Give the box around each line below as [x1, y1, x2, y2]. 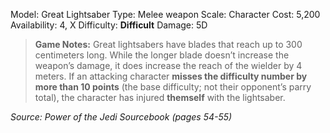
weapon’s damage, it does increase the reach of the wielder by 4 [34, 60, 303, 71]
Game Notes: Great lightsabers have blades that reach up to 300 [34, 39, 303, 50]
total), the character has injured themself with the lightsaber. [34, 92, 286, 103]
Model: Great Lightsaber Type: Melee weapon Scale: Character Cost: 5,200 [10, 9, 321, 20]
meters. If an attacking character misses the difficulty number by [34, 70, 308, 82]
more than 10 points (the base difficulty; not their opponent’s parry [34, 81, 312, 93]
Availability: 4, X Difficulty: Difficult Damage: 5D [10, 19, 208, 31]
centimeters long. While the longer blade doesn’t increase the [34, 49, 290, 61]
